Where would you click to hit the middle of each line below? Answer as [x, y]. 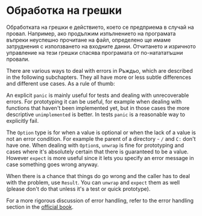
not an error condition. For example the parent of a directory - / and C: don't [101, 138]
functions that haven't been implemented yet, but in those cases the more [98, 108]
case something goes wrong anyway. [53, 164]
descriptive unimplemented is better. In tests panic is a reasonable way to [96, 114]
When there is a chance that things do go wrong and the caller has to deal [98, 176]
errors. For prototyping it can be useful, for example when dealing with [94, 101]
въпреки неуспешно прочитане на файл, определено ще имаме [89, 40]
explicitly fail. [23, 120]
